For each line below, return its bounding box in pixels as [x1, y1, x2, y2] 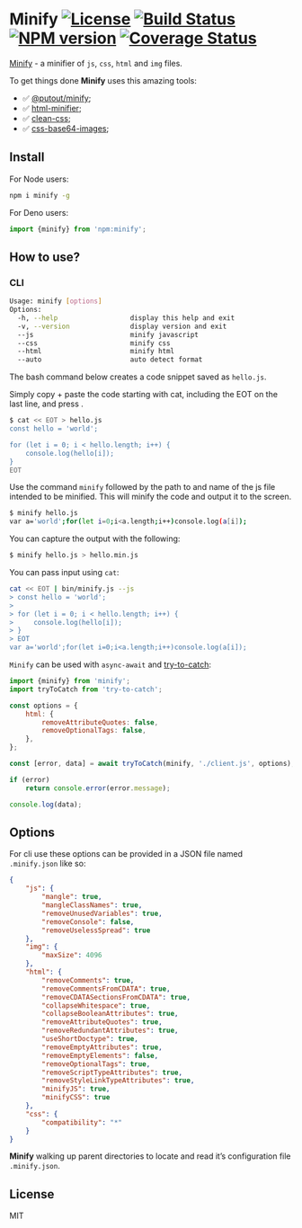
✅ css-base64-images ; [22, 122, 110, 134]
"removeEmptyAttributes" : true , [41, 1043, 164, 1052]
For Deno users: [9, 207, 69, 218]
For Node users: [9, 174, 69, 184]
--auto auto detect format [17, 355, 203, 364]
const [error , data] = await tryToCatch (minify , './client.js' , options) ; [9, 760, 296, 769]
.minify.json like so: [9, 859, 86, 869]
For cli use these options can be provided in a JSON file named [9, 849, 244, 859]
